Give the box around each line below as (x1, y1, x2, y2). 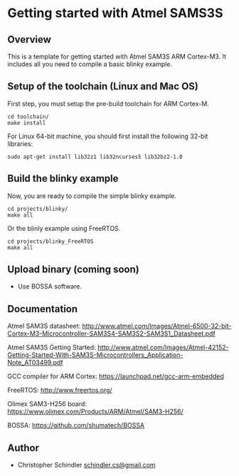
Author (7, 442, 39, 454)
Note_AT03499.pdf (7, 358, 63, 367)
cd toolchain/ (7, 113, 50, 120)
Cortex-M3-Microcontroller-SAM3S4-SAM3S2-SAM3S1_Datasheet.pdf (7, 329, 216, 338)
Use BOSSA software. (17, 282, 82, 291)
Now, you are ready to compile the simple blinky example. (7, 191, 176, 200)
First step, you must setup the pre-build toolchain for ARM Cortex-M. (7, 99, 210, 108)
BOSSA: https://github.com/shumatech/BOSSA (7, 421, 144, 430)
